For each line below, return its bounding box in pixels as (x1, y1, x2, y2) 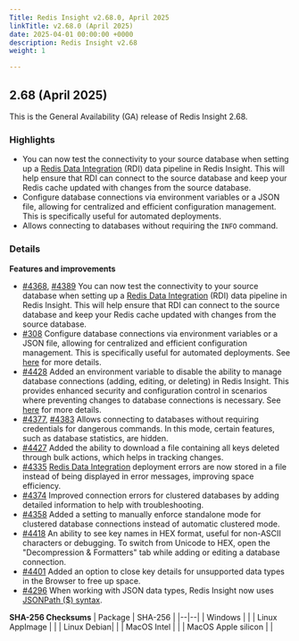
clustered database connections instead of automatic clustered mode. (21, 518, 280, 529)
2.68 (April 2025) (9, 87, 108, 103)
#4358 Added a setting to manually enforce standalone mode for (21, 509, 262, 519)
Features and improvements (9, 263, 116, 274)
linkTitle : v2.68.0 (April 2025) (9, 21, 134, 30)
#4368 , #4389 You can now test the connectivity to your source (21, 280, 259, 291)
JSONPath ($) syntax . (21, 594, 103, 605)
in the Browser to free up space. (21, 575, 141, 586)
